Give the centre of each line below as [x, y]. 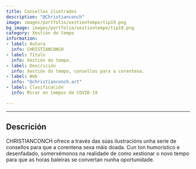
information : [22, 38]
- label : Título [26, 55]
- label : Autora [26, 44]
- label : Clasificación [35, 87]
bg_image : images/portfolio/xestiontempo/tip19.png [70, 28]
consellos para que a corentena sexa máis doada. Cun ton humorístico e [93, 147]
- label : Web [22, 76]
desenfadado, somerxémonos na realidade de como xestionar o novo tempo [98, 153]
